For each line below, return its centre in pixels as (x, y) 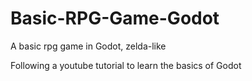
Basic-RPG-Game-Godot (115, 18)
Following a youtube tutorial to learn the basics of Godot (126, 65)
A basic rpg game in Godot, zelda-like (88, 46)
